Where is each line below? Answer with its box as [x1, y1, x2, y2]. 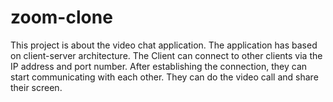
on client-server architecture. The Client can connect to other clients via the [10, 49, 323, 61]
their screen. [10, 81, 63, 93]
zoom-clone [10, 6, 113, 29]
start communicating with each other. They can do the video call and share [10, 71, 319, 83]
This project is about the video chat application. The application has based [10, 39, 318, 51]
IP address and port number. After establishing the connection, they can [10, 60, 308, 72]
